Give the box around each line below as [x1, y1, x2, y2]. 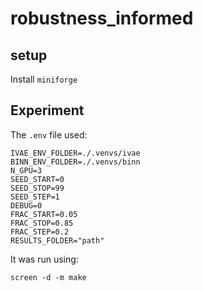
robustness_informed [10, 7, 194, 30]
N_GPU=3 [10, 165, 43, 176]
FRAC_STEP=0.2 [10, 227, 70, 237]
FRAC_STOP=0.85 [10, 218, 74, 228]
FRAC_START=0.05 [10, 209, 78, 219]
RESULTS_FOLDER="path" [10, 235, 105, 246]
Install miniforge [10, 73, 78, 85]
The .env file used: [10, 128, 88, 141]
